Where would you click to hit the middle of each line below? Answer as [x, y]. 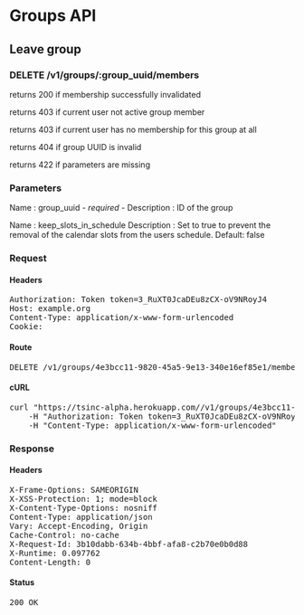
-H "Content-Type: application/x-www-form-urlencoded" [153, 425]
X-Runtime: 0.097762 [55, 553]
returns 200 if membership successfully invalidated [105, 94]
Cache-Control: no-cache [64, 535]
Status [22, 582]
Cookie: [26, 327]
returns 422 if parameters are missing [80, 165]
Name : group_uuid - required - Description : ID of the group [121, 208]
